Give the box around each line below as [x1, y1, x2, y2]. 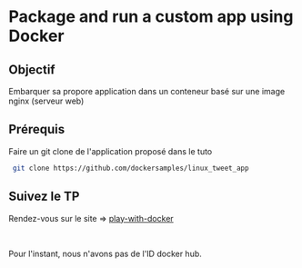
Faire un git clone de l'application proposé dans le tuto [8, 145, 213, 156]
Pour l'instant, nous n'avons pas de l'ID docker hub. [8, 248, 202, 259]
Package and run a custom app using [8, 6, 294, 27]
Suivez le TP [8, 189, 80, 204]
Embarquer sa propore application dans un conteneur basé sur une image [8, 86, 286, 96]
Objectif [8, 62, 55, 77]
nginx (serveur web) [8, 95, 85, 106]
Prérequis [8, 122, 65, 137]
